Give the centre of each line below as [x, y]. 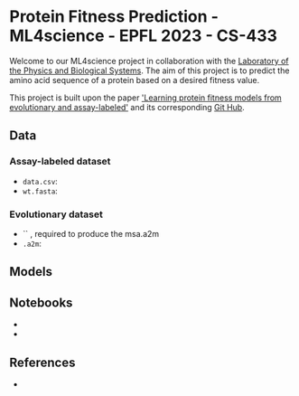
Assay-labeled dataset [60, 162]
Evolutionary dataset [56, 214]
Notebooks [41, 302]
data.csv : [40, 181]
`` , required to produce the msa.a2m [91, 233]
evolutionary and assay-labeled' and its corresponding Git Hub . [127, 107]
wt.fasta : [40, 191]
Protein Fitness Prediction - [114, 17]
